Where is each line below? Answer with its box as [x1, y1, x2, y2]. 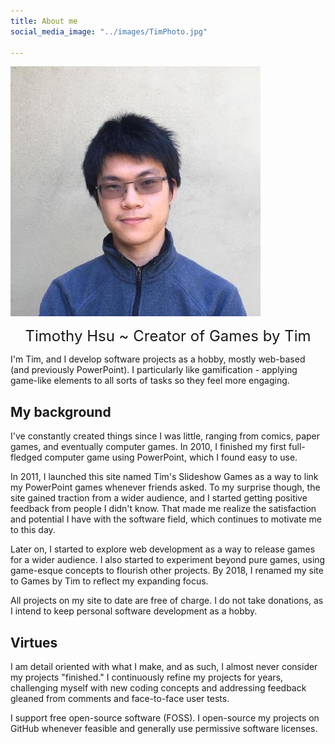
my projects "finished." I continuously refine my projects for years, [10, 671, 284, 683]
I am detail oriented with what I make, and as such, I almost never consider [10, 661, 318, 672]
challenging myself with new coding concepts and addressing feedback [10, 682, 307, 694]
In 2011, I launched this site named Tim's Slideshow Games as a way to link [10, 471, 319, 483]
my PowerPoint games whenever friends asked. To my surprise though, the [10, 481, 321, 494]
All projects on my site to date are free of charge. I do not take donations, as [10, 595, 324, 607]
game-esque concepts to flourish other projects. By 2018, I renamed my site [10, 565, 324, 577]
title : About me [10, 16, 78, 26]
